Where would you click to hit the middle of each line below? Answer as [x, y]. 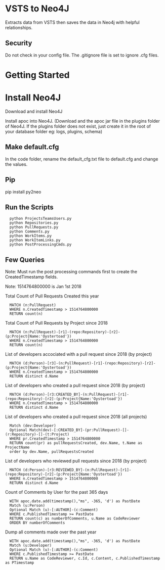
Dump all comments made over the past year [51, 532]
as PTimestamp [20, 563]
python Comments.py [30, 232]
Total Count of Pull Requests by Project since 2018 [56, 323]
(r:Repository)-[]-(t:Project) [37, 434]
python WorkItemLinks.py [35, 240]
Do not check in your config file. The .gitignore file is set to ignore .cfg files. [82, 55]
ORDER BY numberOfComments [37, 523]
